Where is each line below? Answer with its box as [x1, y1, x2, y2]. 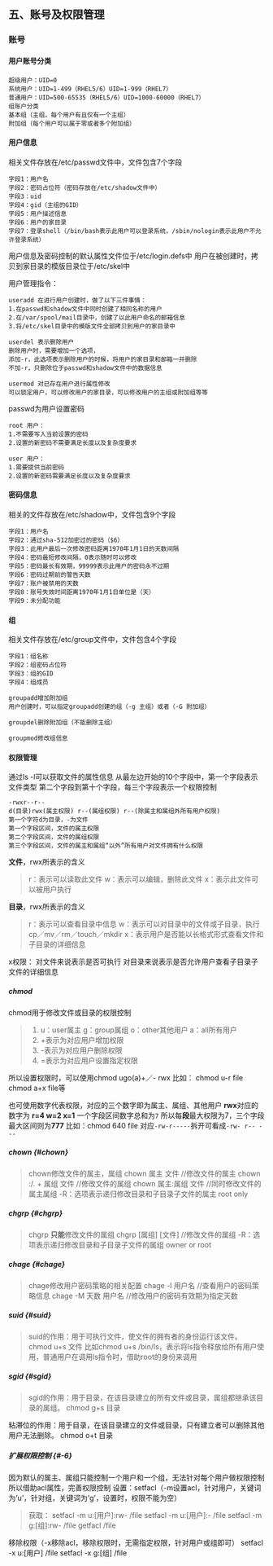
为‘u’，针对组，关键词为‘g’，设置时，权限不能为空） [8, 1493, 181, 1503]
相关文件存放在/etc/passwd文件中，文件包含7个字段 [8, 157, 183, 167]
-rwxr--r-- [8, 798, 45, 807]
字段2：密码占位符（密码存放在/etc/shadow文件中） [8, 183, 161, 191]
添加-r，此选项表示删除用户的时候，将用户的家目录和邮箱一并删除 [8, 355, 197, 363]
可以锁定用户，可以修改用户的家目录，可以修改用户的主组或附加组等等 [8, 388, 209, 397]
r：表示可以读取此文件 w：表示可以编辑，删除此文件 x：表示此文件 [28, 874, 252, 884]
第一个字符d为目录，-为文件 [8, 816, 89, 825]
